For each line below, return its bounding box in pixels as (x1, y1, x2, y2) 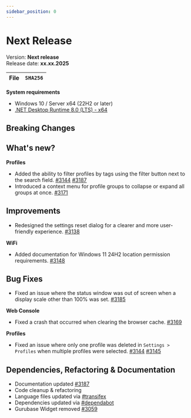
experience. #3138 (35, 228, 81, 235)
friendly (14, 228, 34, 235)
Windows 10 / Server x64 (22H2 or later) (14, 99, 113, 107)
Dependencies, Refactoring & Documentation (6, 364, 176, 374)
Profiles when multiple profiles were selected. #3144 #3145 (14, 348, 162, 355)
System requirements (6, 88, 61, 95)
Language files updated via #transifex (14, 393, 107, 400)
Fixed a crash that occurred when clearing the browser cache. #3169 (14, 319, 182, 326)
